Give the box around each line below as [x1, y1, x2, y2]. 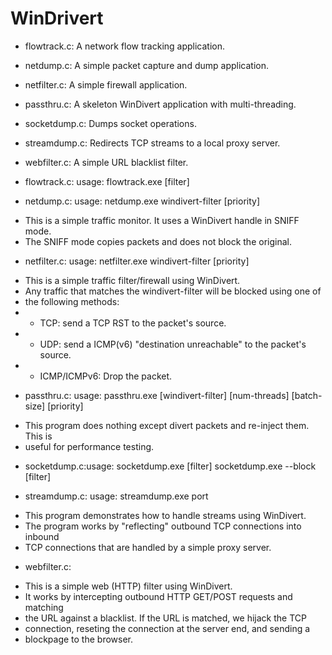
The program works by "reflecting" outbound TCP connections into [24, 520, 302, 532]
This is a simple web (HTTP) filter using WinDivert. [24, 580, 233, 592]
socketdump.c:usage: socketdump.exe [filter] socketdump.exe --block [24, 460, 317, 472]
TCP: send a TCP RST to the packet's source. [39, 317, 227, 329]
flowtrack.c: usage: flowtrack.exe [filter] [24, 175, 190, 187]
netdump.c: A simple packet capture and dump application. [24, 59, 269, 71]
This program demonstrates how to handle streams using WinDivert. [24, 509, 307, 521]
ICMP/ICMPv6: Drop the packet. [39, 370, 173, 382]
